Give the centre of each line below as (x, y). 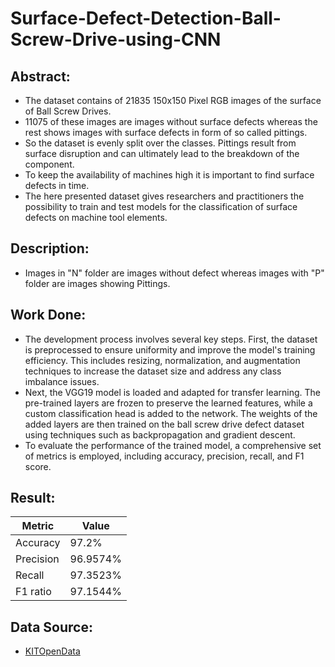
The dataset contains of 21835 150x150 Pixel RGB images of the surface (173, 100)
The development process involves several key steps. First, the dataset (171, 339)
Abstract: (40, 76)
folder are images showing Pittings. (97, 283)
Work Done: (48, 315)
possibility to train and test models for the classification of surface (161, 206)
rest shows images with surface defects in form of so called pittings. (166, 132)
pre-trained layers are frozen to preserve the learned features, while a (168, 403)
